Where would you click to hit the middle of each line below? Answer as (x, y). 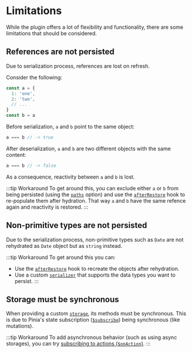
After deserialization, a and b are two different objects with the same (89, 149)
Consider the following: (34, 77)
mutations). (20, 326)
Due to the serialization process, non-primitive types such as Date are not (95, 240)
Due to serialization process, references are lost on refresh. (78, 66)
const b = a (21, 116)
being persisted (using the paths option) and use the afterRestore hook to (96, 194)
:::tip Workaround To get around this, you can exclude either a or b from (92, 188)
